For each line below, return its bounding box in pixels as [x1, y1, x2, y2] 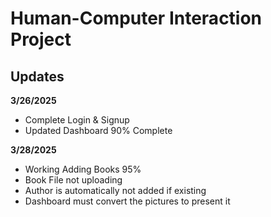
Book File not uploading [24, 174, 123, 186]
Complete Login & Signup [24, 114, 130, 126]
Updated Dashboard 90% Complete [24, 125, 173, 136]
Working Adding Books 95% [24, 163, 142, 175]
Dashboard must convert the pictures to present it [24, 195, 231, 207]
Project [10, 28, 72, 51]
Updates [10, 68, 65, 85]
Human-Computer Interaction [10, 7, 263, 30]
